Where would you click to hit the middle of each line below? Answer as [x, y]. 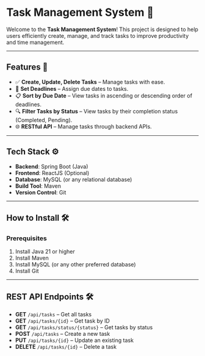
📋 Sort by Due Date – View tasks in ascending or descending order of [104, 95]
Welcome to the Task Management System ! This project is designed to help [102, 29]
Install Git [27, 271]
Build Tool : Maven [38, 186]
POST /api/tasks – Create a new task [63, 334]
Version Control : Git [41, 192]
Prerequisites [27, 238]
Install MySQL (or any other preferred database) [75, 265]
